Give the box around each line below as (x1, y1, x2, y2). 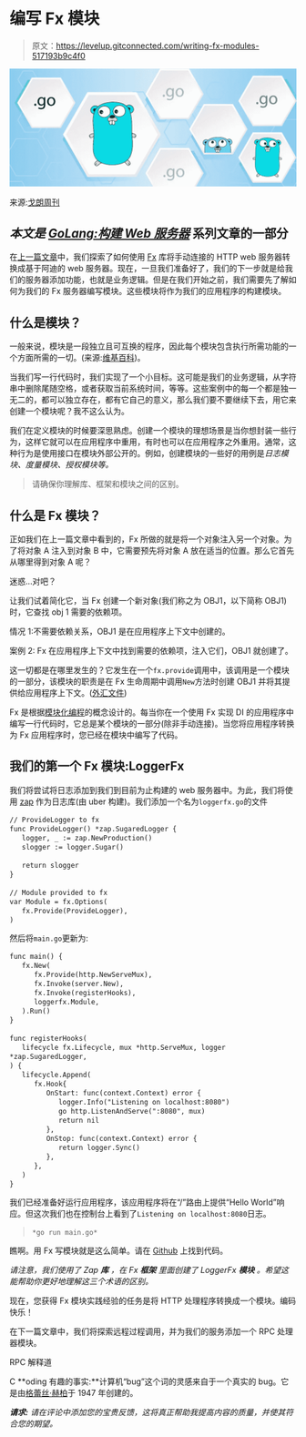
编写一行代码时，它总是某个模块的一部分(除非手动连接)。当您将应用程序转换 (9, 718, 295, 729)
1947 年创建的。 (76, 1387, 138, 1398)
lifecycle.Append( (21, 1070, 92, 1079)
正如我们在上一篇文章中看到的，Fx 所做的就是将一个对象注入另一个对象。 (9, 534, 284, 545)
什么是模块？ (9, 315, 82, 331)
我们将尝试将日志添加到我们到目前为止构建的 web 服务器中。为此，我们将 (9, 784, 285, 795)
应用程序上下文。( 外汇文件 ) (25, 688, 127, 698)
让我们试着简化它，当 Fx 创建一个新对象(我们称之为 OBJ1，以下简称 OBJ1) (9, 596, 287, 606)
